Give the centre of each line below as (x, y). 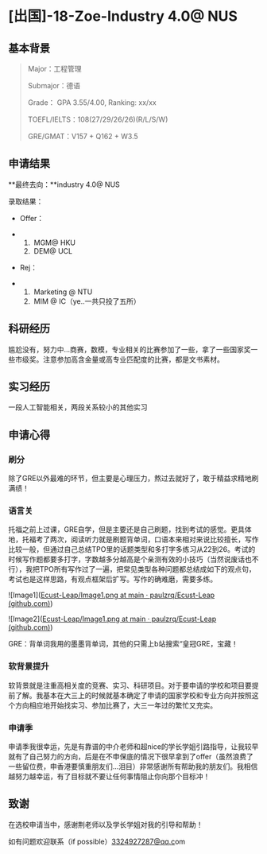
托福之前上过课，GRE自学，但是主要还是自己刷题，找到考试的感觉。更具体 (130, 530)
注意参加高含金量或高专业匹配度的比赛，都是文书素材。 (133, 359)
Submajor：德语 (54, 85)
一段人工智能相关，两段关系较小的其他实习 (78, 407)
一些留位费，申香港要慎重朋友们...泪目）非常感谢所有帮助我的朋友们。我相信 (133, 767)
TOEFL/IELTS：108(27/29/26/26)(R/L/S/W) (98, 119)
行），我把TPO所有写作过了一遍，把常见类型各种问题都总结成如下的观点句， (132, 569)
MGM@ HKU (54, 243)
